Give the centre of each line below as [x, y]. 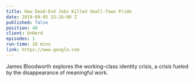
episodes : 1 [20, 39]
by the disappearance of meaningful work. [57, 72]
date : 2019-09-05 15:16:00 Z [41, 17]
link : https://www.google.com [43, 50]
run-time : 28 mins [28, 45]
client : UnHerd [25, 33]
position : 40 [22, 28]
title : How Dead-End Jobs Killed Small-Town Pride [69, 11]
